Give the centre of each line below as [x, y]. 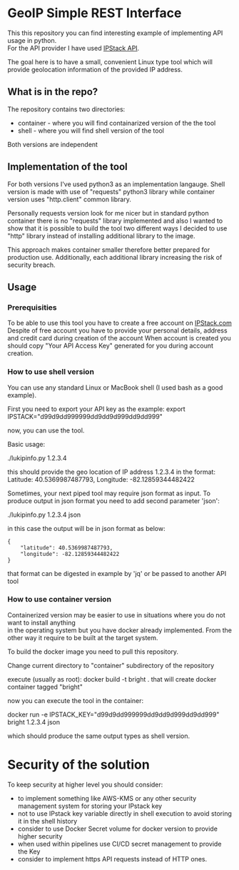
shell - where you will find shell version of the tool [91, 131]
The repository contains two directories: [66, 109]
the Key [29, 851]
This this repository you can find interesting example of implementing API [115, 33]
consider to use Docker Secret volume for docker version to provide [117, 829]
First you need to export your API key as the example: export [96, 409]
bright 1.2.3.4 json [34, 722]
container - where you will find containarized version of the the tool [117, 123]
